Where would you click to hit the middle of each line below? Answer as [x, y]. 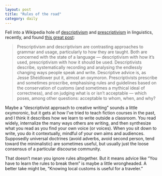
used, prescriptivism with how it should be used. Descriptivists [79, 62]
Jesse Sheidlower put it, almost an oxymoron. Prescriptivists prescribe [87, 78]
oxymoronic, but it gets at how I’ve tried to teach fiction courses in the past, [80, 113]
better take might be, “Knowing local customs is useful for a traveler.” [74, 169]
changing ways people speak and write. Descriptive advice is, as [81, 73]
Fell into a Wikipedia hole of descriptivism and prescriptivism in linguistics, [79, 32]
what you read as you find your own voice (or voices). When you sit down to [81, 128]
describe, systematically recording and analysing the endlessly [80, 67]
